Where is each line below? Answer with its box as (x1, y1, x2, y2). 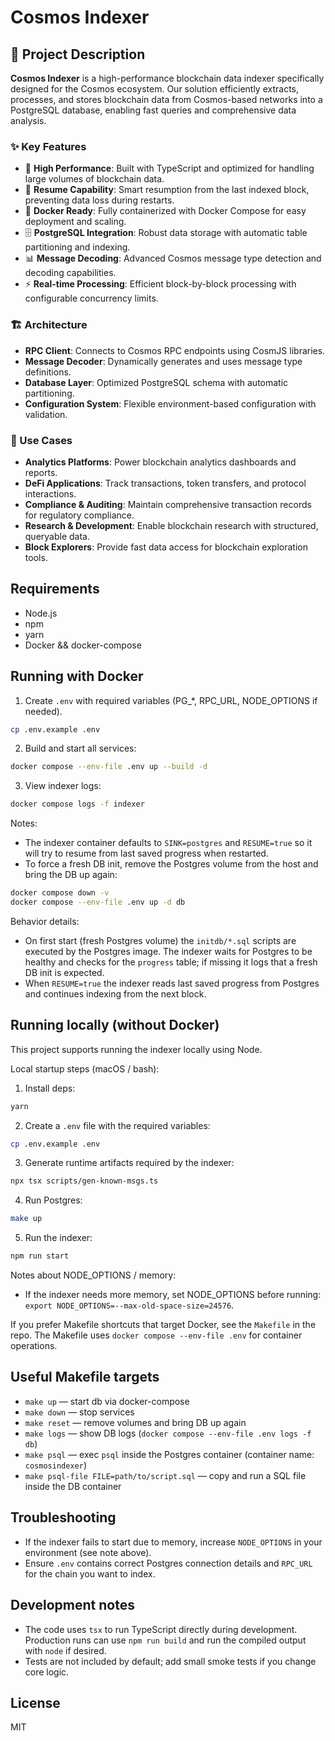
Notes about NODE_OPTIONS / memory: (10, 1269, 177, 1281)
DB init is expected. (24, 966, 105, 978)
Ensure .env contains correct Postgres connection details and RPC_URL (24, 1557, 313, 1569)
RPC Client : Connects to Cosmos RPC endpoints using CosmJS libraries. (24, 344, 326, 356)
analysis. (10, 115, 47, 126)
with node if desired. (24, 1644, 107, 1656)
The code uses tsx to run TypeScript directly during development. (24, 1623, 298, 1635)
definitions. (24, 366, 72, 378)
